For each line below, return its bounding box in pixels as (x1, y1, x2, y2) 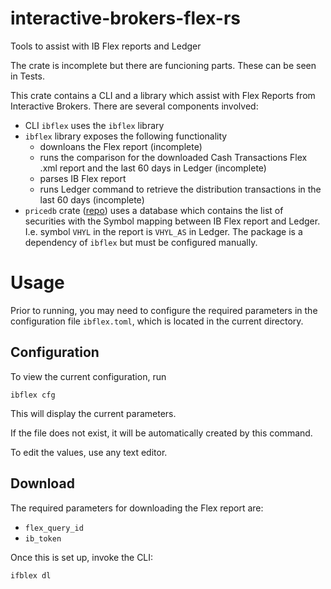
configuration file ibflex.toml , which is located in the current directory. (10, 315, 304, 327)
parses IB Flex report (39, 172, 127, 184)
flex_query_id (24, 523, 84, 533)
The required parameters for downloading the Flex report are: (10, 502, 264, 514)
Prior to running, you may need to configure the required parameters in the (10, 304, 318, 316)
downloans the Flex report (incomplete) (39, 140, 203, 152)
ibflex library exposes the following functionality (24, 130, 228, 142)
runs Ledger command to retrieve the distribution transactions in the (39, 183, 322, 195)
